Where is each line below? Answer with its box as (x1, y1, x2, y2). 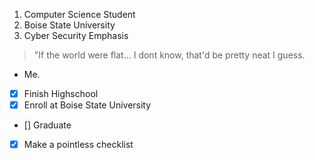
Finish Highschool (23, 88, 99, 99)
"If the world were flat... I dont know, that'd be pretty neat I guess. (33, 49, 306, 61)
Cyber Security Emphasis (23, 30, 129, 41)
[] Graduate (23, 119, 72, 131)
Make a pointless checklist (23, 139, 134, 151)
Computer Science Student (23, 9, 136, 20)
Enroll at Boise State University (23, 99, 152, 111)
